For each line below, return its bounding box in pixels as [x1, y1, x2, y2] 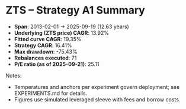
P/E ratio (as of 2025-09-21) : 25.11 [14, 60, 100, 68]
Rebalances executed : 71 [14, 54, 77, 61]
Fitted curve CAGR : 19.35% [14, 35, 82, 42]
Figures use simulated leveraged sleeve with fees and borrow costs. [14, 95, 181, 103]
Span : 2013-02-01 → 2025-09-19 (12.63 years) [14, 23, 130, 30]
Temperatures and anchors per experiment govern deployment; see [14, 83, 180, 90]
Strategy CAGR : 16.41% [14, 42, 72, 49]
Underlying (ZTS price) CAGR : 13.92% [14, 29, 110, 36]
